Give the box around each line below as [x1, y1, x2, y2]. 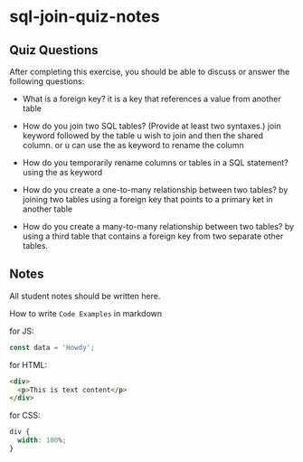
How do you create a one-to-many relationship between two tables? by [22, 184, 289, 195]
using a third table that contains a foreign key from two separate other [22, 231, 284, 241]
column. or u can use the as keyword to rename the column [22, 140, 244, 150]
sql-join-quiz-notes [9, 6, 160, 27]
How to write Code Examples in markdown [9, 307, 163, 318]
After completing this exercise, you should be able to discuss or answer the [9, 66, 290, 77]
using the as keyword [22, 167, 103, 177]
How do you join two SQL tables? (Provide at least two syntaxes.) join [22, 120, 281, 131]
